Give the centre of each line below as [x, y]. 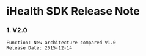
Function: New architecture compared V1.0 [61, 43]
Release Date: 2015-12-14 [39, 48]
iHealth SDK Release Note [73, 11]
